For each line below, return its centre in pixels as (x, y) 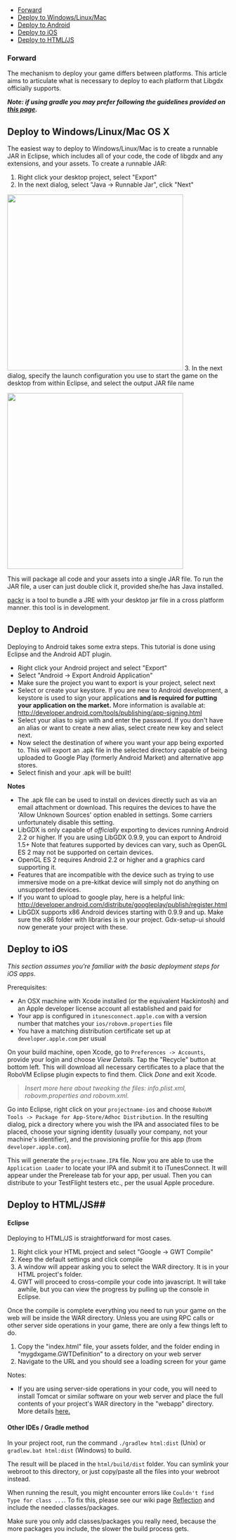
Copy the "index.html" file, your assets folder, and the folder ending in (118, 1346)
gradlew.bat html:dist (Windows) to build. (70, 1451)
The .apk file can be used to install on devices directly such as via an (117, 800)
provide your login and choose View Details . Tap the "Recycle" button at (112, 1059)
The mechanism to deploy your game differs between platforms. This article (117, 73)
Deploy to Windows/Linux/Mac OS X (88, 131)
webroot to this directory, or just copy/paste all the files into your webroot (113, 1472)
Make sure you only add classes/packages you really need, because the (112, 1521)
